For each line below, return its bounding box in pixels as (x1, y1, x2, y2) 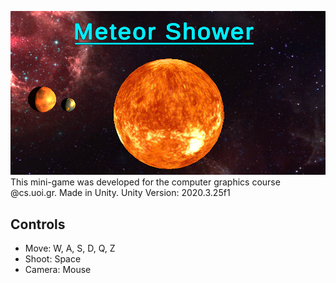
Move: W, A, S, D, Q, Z (24, 242, 116, 255)
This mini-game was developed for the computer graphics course (10, 176, 281, 188)
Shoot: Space (24, 253, 82, 265)
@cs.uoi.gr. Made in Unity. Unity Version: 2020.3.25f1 (10, 187, 231, 199)
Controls (10, 216, 66, 233)
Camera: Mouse (24, 264, 92, 276)
